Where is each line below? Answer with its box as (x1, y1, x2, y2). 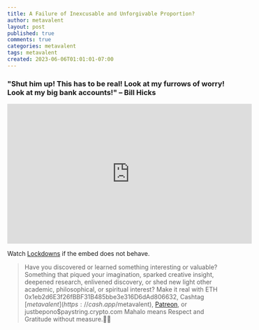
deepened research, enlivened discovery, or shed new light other (24, 278, 212, 287)
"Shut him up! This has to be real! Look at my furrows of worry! (7, 78, 225, 88)
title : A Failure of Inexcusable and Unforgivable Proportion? (7, 10, 195, 17)
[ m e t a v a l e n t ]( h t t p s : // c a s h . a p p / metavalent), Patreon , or (24, 300, 187, 308)
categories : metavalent (7, 43, 77, 50)
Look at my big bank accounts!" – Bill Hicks (7, 87, 156, 97)
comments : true (7, 36, 52, 43)
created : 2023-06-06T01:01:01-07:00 (7, 56, 114, 63)
